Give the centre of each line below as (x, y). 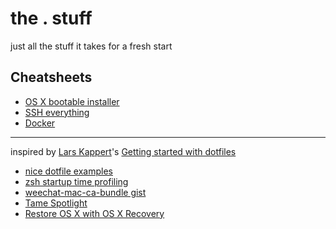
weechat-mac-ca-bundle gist (85, 192)
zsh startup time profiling (76, 181)
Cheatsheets (51, 77)
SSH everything (57, 112)
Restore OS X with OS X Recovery (94, 213)
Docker (40, 123)
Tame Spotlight (56, 203)
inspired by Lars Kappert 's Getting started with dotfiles (123, 151)
